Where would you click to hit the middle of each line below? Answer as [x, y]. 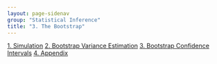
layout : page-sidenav [38, 13]
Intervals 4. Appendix [37, 53]
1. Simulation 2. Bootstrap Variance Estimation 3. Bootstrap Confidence [108, 46]
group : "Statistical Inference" [54, 20]
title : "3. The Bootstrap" [46, 26]
